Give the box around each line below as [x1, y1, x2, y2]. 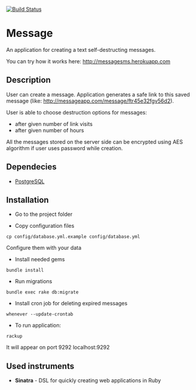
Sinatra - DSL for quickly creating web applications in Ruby [14, 377, 161, 384]
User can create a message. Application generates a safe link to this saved [6, 91, 190, 98]
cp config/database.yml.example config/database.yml [6, 234, 140, 240]
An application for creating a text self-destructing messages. [6, 46, 156, 53]
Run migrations [14, 278, 53, 285]
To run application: [14, 322, 62, 329]
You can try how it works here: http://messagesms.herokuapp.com [6, 57, 171, 65]
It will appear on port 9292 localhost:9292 [6, 343, 110, 351]
